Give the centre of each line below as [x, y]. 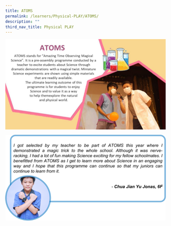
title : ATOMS [19, 11]
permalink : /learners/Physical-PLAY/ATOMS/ [52, 16]
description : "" [22, 21]
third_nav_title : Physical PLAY [39, 27]
